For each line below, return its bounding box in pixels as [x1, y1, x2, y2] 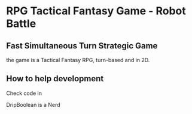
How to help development [6, 73, 104, 84]
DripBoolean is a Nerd [6, 101, 61, 108]
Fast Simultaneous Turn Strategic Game [6, 41, 158, 51]
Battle [6, 17, 36, 30]
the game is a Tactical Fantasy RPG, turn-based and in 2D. [6, 57, 150, 63]
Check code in [6, 90, 42, 97]
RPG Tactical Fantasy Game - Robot [6, 4, 187, 18]
